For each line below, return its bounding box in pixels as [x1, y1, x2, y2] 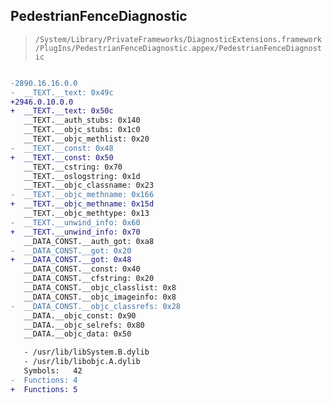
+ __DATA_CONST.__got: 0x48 [10, 255, 132, 265]
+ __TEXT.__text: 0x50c [10, 106, 114, 116]
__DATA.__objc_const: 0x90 [23, 310, 137, 321]
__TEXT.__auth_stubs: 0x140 [23, 115, 141, 126]
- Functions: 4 [10, 375, 78, 385]
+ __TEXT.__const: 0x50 [10, 152, 114, 163]
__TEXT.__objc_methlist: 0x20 [23, 134, 150, 144]
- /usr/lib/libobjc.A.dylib [23, 357, 141, 367]
